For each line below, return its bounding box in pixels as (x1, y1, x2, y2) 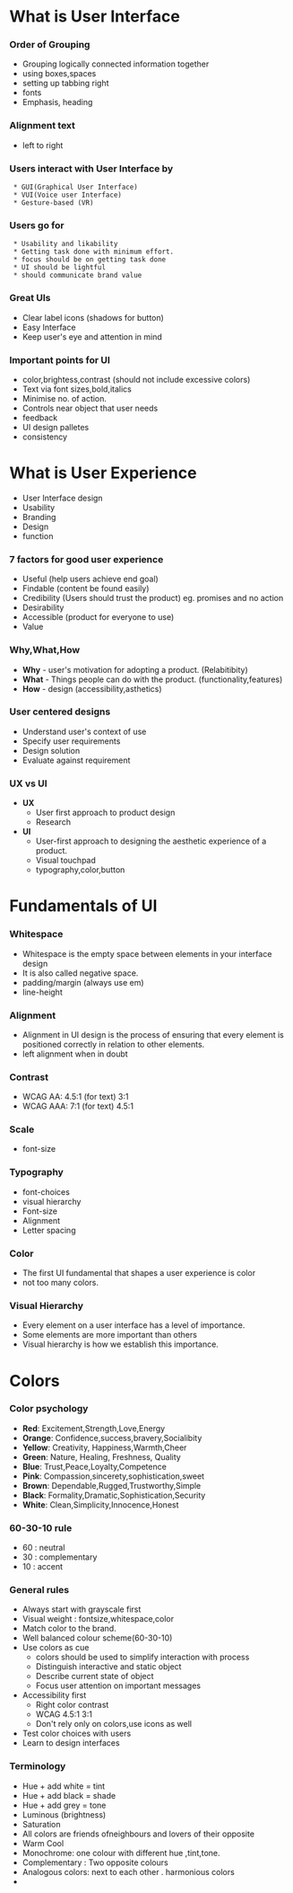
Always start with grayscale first (22, 1604, 142, 1614)
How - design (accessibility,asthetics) (22, 683, 163, 694)
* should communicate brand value (13, 271, 142, 280)
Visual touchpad (35, 855, 97, 866)
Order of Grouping (9, 39, 90, 51)
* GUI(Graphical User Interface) (13, 182, 139, 192)
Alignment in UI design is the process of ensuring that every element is (22, 1029, 284, 1039)
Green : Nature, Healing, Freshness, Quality (22, 1451, 181, 1462)
